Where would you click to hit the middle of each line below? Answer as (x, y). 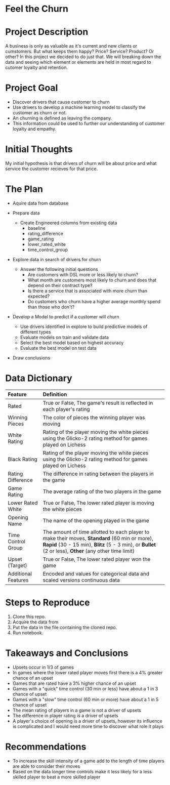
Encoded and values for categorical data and (96, 573)
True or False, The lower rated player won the (97, 559)
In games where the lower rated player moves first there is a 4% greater (88, 672)
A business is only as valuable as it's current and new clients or (71, 46)
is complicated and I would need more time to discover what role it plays (88, 726)
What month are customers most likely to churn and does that (92, 280)
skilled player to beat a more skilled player (56, 777)
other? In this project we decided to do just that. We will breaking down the (83, 57)
